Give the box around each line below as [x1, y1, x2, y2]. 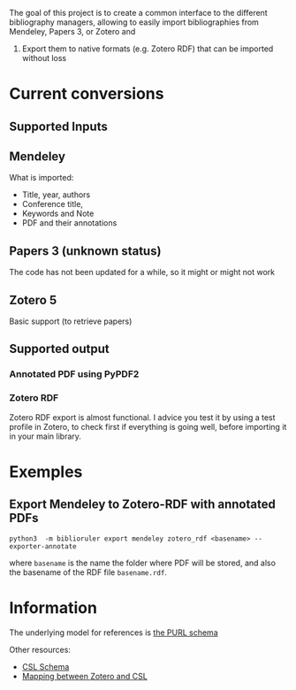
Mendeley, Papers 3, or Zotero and [9, 27, 136, 36]
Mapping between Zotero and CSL [21, 671, 148, 681]
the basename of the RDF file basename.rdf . [9, 566, 168, 578]
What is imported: [9, 172, 74, 183]
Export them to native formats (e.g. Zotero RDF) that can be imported [21, 43, 274, 54]
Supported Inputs [9, 119, 108, 134]
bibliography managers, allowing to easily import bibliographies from [9, 17, 259, 27]
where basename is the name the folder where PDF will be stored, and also [9, 557, 277, 568]
